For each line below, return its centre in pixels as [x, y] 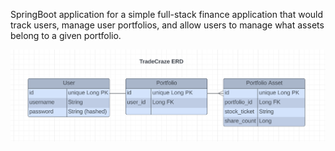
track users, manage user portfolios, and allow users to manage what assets [167, 25]
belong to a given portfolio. [66, 35]
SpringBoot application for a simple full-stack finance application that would [167, 14]
